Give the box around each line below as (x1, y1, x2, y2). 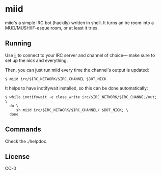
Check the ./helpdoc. (5, 138, 48, 144)
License (5, 152, 30, 161)
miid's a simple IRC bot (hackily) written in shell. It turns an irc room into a (5, 20, 154, 26)
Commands (5, 125, 42, 134)
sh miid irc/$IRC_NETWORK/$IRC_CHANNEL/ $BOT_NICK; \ (16, 107, 129, 113)
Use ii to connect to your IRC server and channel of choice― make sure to (5, 52, 155, 58)
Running (5, 39, 32, 48)
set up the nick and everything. (5, 58, 68, 63)
